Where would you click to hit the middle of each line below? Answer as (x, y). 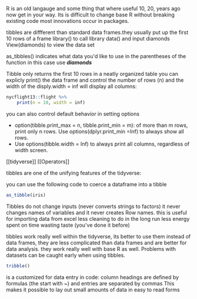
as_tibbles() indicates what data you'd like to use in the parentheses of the (96, 56)
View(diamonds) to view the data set (51, 45)
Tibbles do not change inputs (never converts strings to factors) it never (93, 206)
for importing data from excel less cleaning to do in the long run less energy (98, 219)
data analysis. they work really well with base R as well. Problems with (91, 248)
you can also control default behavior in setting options (73, 113)
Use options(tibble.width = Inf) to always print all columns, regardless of (102, 144)
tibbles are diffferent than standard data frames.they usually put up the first (97, 32)
